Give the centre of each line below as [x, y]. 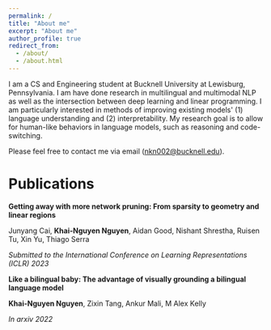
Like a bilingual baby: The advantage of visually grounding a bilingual [127, 279]
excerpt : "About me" [43, 31]
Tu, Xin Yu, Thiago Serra [49, 239]
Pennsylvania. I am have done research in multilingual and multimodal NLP [132, 92]
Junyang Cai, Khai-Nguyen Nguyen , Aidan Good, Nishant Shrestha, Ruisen [134, 231]
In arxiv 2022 [31, 319]
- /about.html [39, 61]
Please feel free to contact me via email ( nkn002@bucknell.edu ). [116, 151]
